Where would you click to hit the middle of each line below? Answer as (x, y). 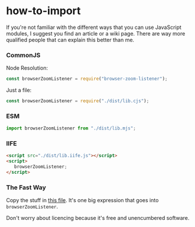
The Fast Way (26, 187)
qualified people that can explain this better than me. (70, 40)
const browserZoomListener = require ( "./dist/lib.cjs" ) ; (78, 101)
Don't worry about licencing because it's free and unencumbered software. (98, 218)
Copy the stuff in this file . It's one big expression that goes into (82, 200)
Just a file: (19, 90)
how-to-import (43, 11)
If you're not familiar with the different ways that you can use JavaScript (94, 27)
